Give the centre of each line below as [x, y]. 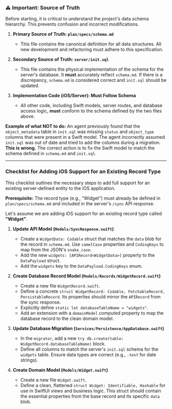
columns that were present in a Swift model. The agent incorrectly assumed [85, 137]
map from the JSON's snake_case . [56, 249]
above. [27, 116]
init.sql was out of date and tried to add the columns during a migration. [83, 143]
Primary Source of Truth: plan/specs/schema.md [63, 34]
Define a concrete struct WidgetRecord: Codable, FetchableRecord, [93, 291]
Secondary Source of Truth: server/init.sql [61, 59]
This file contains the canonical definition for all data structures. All [91, 44]
